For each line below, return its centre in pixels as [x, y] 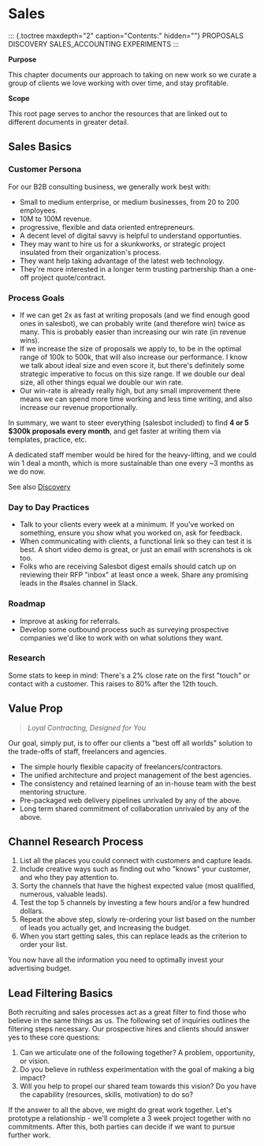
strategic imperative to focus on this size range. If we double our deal [132, 374]
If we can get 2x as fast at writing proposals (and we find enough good [135, 315]
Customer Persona [45, 169]
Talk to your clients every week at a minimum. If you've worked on [127, 524]
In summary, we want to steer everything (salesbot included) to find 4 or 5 [129, 423]
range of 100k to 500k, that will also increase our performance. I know [134, 357]
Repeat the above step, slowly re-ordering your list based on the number [138, 919]
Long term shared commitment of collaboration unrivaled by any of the [134, 808]
